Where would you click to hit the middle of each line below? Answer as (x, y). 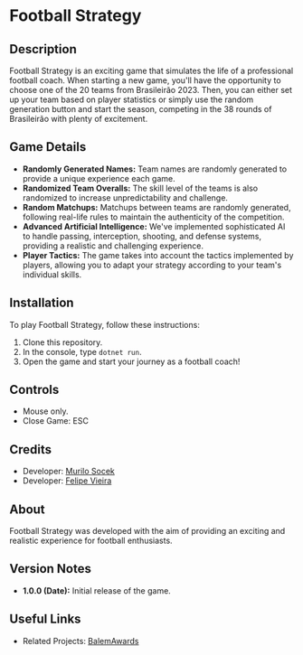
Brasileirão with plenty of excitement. (79, 119)
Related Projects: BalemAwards (80, 641)
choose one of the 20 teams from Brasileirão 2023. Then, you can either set (151, 90)
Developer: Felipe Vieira (67, 481)
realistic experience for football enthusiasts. (91, 541)
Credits (31, 449)
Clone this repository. (62, 342)
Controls (34, 390)
